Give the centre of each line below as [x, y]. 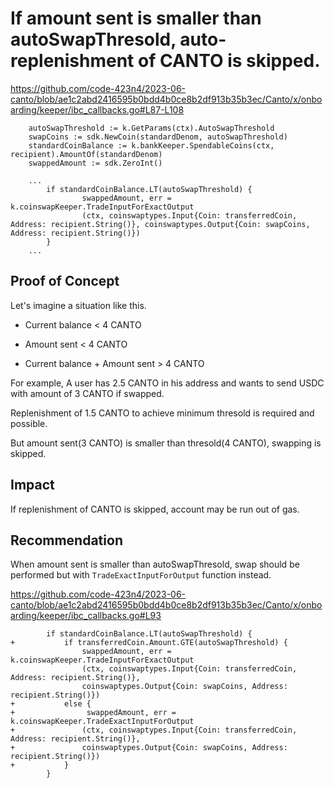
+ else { [51, 704]
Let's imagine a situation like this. [78, 305]
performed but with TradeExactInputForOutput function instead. [141, 575]
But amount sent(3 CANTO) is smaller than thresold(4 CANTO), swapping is [166, 443]
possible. [29, 423]
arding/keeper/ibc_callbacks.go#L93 [86, 616]
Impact [32, 485]
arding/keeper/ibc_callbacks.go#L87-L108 [97, 109]
